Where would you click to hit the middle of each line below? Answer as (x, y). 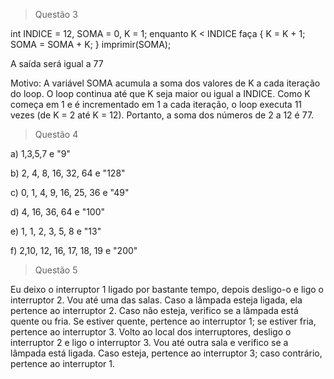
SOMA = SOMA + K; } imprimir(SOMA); (91, 44)
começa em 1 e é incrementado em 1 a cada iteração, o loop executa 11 (156, 104)
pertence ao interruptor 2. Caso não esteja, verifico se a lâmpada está (154, 310)
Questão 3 (56, 14)
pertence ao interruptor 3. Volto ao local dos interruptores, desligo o (151, 332)
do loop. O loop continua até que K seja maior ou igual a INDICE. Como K (160, 93)
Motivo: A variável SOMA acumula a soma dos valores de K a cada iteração (165, 83)
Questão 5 (56, 270)
